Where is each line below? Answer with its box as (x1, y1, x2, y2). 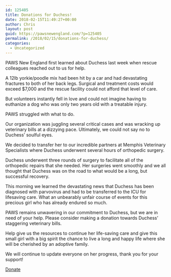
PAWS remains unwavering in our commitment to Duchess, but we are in (5, 209, 158, 215)
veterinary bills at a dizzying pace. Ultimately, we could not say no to (5, 126, 150, 132)
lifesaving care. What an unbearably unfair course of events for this (5, 194, 147, 200)
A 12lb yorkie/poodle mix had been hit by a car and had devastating (5, 75, 147, 81)
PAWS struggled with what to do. (5, 111, 75, 117)
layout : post (5, 27, 33, 32)
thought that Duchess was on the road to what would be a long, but (5, 168, 147, 174)
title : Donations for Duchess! (5, 12, 72, 17)
